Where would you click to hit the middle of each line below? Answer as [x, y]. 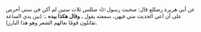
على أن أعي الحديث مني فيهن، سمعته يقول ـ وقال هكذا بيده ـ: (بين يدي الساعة [94, 16]
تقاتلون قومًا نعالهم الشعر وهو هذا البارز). [51, 22]
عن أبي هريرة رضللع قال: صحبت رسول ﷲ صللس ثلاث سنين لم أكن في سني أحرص [100, 9]
